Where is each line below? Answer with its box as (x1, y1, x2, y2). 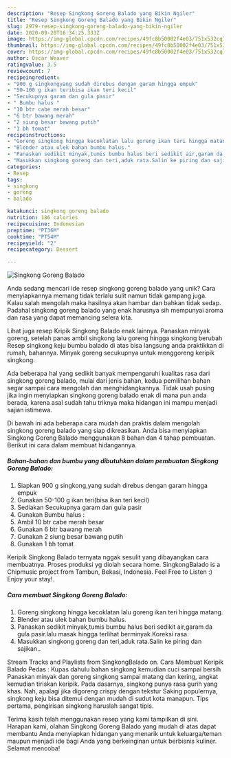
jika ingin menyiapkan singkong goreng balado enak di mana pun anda (7, 391, 207, 399)
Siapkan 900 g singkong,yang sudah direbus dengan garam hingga (16, 482, 208, 490)
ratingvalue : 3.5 (7, 61, 57, 68)
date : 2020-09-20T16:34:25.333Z (7, 29, 100, 36)
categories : (7, 163, 41, 170)
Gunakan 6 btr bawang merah (16, 525, 102, 533)
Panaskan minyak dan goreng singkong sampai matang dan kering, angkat (7, 673, 219, 681)
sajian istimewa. (7, 406, 53, 414)
